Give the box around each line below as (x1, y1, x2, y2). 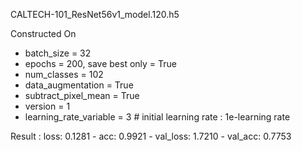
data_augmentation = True (24, 79, 134, 91)
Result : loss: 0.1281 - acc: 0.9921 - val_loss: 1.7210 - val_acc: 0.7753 (10, 130, 292, 142)
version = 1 (24, 100, 71, 112)
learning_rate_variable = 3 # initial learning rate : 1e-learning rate (24, 111, 291, 123)
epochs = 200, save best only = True (24, 58, 178, 69)
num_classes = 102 (24, 69, 104, 80)
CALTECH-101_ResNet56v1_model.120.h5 (10, 9, 180, 20)
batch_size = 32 (24, 47, 92, 59)
